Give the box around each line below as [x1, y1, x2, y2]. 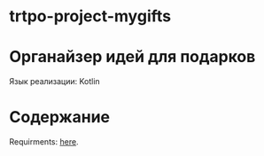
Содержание [9, 107, 111, 128]
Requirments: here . [9, 136, 79, 147]
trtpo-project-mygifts [9, 6, 172, 27]
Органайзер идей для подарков [9, 47, 256, 67]
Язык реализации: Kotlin [9, 76, 100, 87]
